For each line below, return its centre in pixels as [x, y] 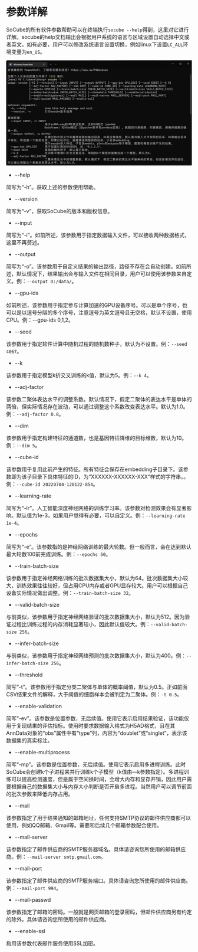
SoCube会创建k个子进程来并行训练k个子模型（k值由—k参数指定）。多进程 [95, 772]
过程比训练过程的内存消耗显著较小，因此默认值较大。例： [81, 624]
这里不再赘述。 [24, 243]
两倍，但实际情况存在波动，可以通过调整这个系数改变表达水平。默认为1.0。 [97, 407]
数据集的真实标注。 [29, 741]
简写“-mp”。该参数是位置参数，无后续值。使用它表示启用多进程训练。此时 [96, 764]
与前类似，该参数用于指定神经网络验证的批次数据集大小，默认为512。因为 [95, 617]
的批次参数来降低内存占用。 [40, 794]
